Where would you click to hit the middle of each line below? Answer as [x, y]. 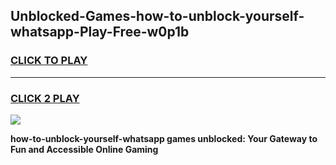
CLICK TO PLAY [49, 61]
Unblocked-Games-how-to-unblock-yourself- [157, 16]
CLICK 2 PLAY [45, 98]
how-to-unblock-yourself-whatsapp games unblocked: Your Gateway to [164, 138]
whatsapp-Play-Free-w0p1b [100, 32]
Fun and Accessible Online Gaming [84, 149]
